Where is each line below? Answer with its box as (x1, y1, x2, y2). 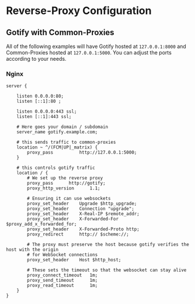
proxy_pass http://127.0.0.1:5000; (27, 150, 137, 156)
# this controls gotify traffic (16, 165, 95, 171)
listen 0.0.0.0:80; (16, 94, 64, 99)
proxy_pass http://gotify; (27, 180, 106, 186)
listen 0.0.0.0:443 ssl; (16, 109, 77, 115)
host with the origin (6, 247, 59, 253)
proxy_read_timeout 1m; (27, 282, 98, 289)
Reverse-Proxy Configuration (6, 4, 152, 18)
